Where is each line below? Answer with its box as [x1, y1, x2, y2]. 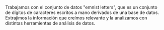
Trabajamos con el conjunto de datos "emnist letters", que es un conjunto [5, 4, 157, 10]
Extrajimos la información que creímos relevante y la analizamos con [5, 15, 147, 20]
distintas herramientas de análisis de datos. [5, 20, 96, 26]
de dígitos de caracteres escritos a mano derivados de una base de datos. [5, 9, 159, 15]
